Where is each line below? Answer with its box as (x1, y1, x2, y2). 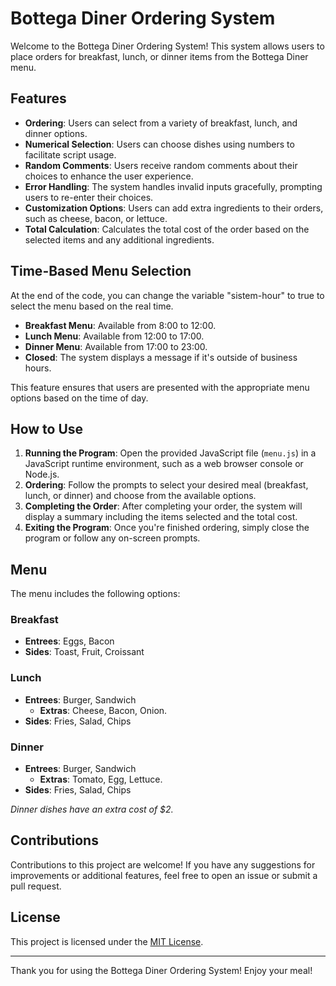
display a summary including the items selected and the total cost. (24, 511, 298, 523)
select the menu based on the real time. (10, 300, 174, 312)
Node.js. (24, 468, 60, 481)
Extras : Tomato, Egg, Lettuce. (39, 773, 163, 786)
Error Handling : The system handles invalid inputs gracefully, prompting (24, 180, 323, 192)
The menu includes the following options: (10, 588, 181, 600)
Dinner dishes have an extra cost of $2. (10, 803, 174, 816)
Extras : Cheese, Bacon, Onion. (39, 704, 168, 716)
